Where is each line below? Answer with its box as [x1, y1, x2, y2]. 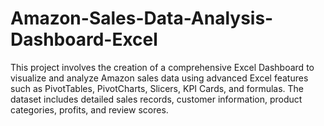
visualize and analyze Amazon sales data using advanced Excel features [10, 72, 309, 84]
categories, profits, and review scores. [10, 103, 169, 116]
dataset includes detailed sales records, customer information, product [10, 93, 303, 105]
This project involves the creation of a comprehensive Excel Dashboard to [10, 61, 315, 73]
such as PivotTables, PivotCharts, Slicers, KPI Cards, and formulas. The [10, 82, 305, 94]
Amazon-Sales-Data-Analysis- [10, 7, 274, 30]
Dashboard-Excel [10, 28, 158, 51]
